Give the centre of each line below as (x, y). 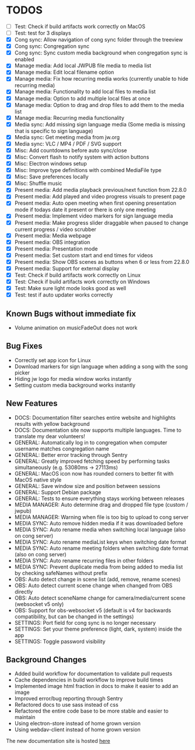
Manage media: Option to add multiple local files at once (82, 98)
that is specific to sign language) (54, 131)
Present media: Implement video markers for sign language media (94, 216)
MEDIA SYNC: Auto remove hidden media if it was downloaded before (99, 523)
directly (24, 591)
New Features (32, 403)
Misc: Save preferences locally (51, 177)
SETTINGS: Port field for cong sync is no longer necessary (85, 622)
